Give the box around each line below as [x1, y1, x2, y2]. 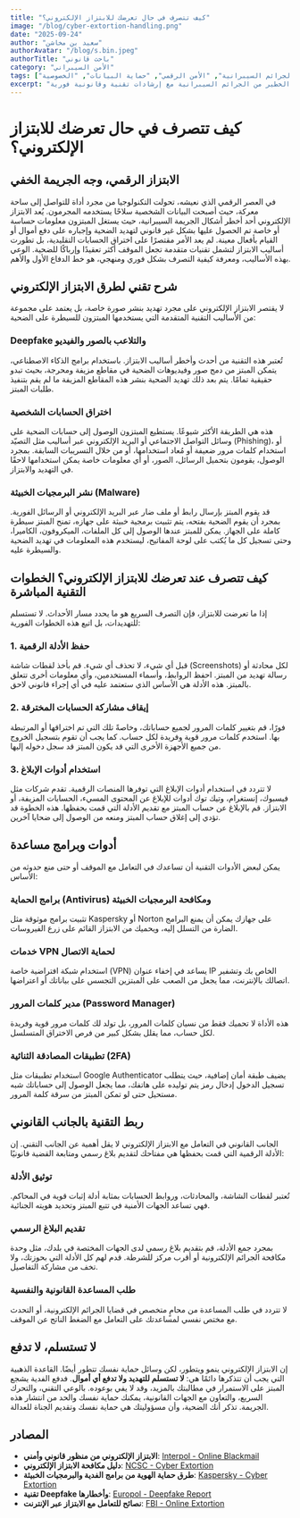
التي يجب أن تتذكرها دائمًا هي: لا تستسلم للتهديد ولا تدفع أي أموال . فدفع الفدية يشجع [10, 1372, 285, 1383]
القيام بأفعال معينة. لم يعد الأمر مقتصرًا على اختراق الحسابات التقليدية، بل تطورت [10, 234, 279, 245]
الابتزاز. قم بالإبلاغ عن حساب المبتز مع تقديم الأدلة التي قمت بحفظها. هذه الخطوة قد [10, 802, 287, 813]
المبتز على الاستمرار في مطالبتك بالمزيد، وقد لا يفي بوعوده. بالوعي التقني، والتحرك [10, 1382, 285, 1393]
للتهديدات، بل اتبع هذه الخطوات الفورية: [10, 617, 141, 628]
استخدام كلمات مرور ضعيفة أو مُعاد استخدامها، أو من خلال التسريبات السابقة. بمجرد [10, 445, 287, 456]
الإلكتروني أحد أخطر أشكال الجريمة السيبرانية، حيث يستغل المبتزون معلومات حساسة [10, 215, 291, 226]
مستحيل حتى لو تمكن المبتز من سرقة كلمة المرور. [10, 1089, 178, 1100]
